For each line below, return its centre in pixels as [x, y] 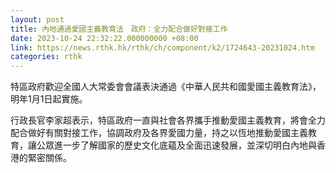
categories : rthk [46, 57]
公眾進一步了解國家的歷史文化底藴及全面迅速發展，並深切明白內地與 [176, 145]
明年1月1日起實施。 [49, 99]
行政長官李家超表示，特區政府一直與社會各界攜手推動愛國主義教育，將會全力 [168, 120]
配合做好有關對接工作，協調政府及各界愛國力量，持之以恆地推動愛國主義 [159, 133]
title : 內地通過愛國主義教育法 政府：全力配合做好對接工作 [119, 29]
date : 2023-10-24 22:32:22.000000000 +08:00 [104, 38]
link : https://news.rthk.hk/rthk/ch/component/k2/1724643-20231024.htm [162, 47]
